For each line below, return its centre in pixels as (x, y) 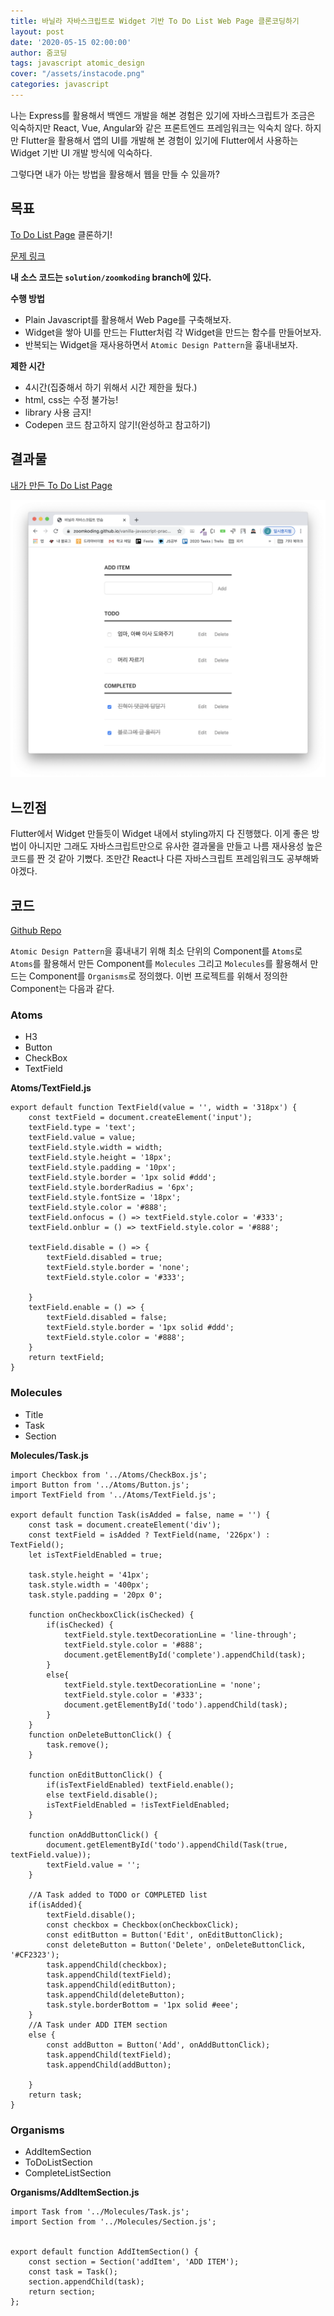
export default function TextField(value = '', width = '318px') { (154, 1108)
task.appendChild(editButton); (111, 1985)
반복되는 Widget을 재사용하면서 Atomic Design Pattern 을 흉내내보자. (161, 344)
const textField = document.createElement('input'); (140, 1118)
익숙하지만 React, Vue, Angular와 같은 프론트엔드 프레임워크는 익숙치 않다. (156, 127)
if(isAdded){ (55, 1905)
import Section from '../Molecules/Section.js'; (113, 2221)
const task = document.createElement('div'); (125, 1525)
